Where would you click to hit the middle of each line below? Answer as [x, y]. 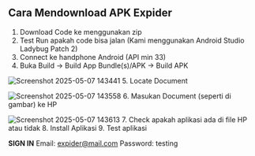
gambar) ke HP [33, 104]
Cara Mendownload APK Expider [90, 13]
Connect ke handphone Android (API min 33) [93, 57]
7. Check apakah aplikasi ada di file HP [184, 119]
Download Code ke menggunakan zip [81, 32]
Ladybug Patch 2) [49, 48]
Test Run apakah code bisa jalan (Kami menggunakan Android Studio [132, 40]
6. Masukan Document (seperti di [177, 96]
